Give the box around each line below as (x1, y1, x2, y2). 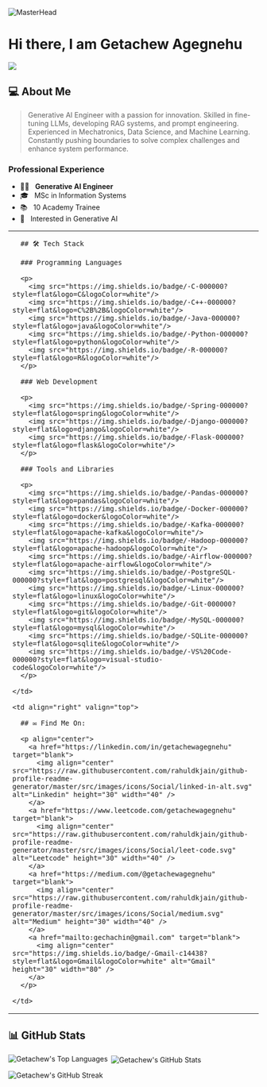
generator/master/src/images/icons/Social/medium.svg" (12, 909, 224, 919)
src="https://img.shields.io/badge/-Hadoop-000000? (48, 536, 249, 545)
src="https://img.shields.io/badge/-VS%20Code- (48, 647, 232, 657)
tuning (27, 118, 49, 128)
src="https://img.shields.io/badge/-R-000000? (48, 345, 228, 355)
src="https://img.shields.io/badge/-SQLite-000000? (48, 631, 249, 641)
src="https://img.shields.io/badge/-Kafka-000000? (48, 520, 245, 530)
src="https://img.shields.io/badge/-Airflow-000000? (48, 552, 253, 561)
